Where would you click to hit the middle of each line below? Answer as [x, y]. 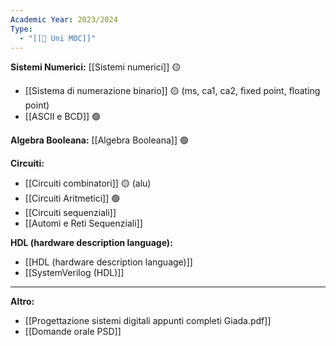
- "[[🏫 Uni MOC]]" [58, 38]
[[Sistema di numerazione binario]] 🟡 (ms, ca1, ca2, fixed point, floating [172, 91]
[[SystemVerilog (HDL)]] [74, 273]
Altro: [22, 302]
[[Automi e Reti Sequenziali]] [83, 223]
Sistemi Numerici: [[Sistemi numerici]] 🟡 [96, 67]
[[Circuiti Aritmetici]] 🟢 [72, 198]
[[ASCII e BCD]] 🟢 [63, 117]
